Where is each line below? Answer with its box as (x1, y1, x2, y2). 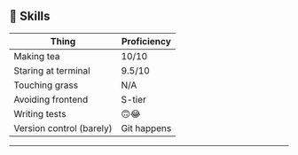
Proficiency (121, 35, 171, 47)
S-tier (121, 93, 146, 105)
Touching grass (13, 79, 78, 91)
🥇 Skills (9, 9, 51, 24)
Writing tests (13, 107, 67, 120)
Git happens (121, 121, 172, 134)
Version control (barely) (13, 121, 113, 134)
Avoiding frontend (13, 93, 89, 105)
